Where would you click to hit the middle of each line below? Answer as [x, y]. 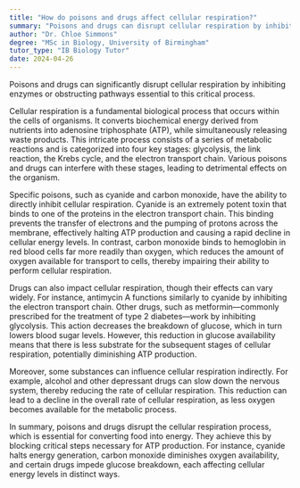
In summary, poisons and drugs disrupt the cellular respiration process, [141, 426]
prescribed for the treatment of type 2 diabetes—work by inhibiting [133, 316]
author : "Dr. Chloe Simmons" [63, 34]
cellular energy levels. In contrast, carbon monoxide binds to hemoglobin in [148, 242]
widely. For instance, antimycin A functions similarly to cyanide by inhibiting [148, 297]
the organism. [35, 178]
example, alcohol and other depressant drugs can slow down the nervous [145, 381]
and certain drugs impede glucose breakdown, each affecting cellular [137, 464]
